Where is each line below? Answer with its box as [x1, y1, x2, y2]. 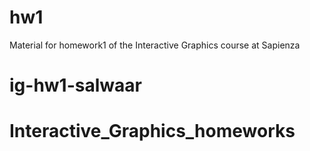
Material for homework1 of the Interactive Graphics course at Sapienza [9, 39, 301, 51]
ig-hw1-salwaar [9, 74, 142, 97]
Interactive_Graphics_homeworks [9, 120, 296, 143]
